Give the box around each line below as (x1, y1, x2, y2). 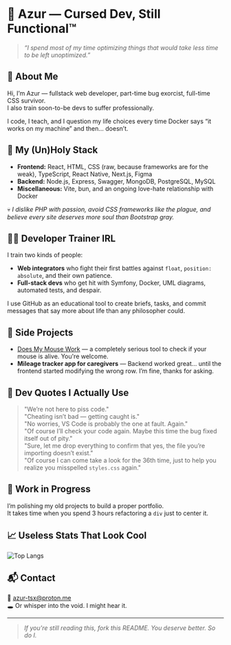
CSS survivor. (7, 96, 46, 105)
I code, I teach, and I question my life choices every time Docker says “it (7, 117, 212, 125)
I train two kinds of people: (7, 251, 83, 259)
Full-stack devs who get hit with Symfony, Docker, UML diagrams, (16, 278, 206, 287)
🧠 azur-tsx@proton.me (7, 594, 71, 602)
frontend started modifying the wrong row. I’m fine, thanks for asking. (16, 367, 214, 375)
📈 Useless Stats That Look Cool (7, 529, 147, 542)
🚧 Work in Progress (7, 483, 91, 495)
